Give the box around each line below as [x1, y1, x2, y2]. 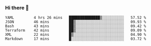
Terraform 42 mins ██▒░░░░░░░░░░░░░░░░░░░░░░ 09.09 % [5, 28, 147, 33]
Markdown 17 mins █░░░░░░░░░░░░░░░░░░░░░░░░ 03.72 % [5, 36, 147, 42]
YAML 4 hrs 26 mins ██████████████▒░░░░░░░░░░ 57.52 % [5, 15, 147, 20]
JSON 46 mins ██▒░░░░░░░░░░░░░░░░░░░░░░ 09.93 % [5, 19, 147, 25]
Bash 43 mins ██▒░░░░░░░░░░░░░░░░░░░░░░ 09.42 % [5, 24, 147, 29]
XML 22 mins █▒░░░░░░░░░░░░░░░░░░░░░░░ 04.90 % [5, 32, 147, 37]
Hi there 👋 [5, 4, 30, 11]
